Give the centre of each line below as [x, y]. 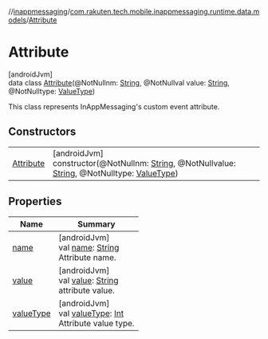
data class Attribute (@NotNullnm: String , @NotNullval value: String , [119, 82]
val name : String [89, 247]
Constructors [42, 132]
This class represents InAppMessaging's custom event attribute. [114, 106]
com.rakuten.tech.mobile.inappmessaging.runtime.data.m [165, 12]
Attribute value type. [97, 323]
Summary [97, 224]
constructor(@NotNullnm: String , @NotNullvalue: [144, 163]
